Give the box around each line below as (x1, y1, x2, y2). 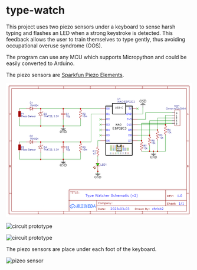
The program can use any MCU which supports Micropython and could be (6, 53, 187, 60)
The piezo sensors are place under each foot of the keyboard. (6, 245, 157, 252)
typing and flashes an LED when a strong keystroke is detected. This (6, 29, 173, 36)
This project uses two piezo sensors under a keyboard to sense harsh (6, 23, 176, 30)
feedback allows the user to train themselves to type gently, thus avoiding (6, 36, 186, 43)
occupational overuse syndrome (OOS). (6, 42, 103, 49)
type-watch (6, 4, 65, 17)
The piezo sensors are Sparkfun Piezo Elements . (6, 71, 124, 78)
